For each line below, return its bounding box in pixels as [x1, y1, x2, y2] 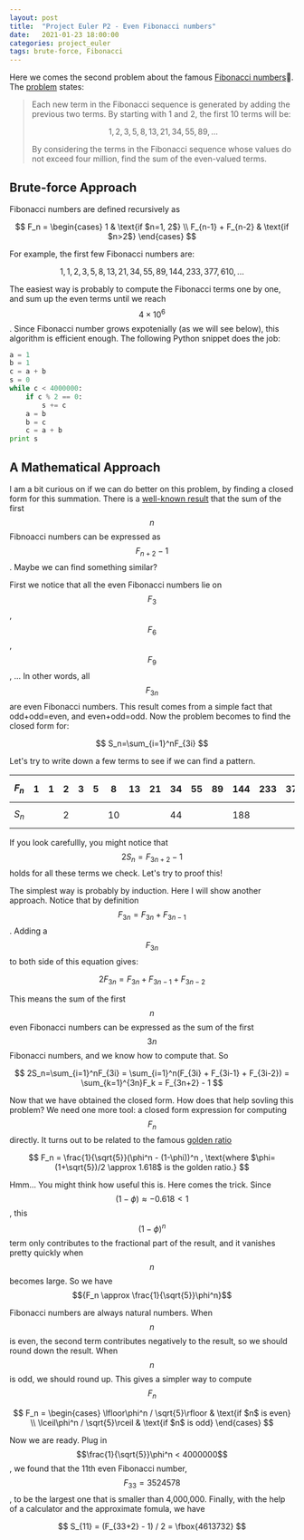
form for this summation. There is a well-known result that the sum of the [9, 493, 282, 504]
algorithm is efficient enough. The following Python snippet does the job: [9, 333, 280, 344]
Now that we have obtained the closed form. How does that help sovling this [9, 1094, 294, 1106]
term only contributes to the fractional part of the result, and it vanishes [9, 1238, 276, 1249]
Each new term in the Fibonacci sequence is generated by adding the [31, 99, 291, 110]
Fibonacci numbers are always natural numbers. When [9, 1307, 213, 1319]
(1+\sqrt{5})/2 [54, 1162, 106, 1173]
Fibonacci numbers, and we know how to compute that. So [9, 1050, 229, 1061]
